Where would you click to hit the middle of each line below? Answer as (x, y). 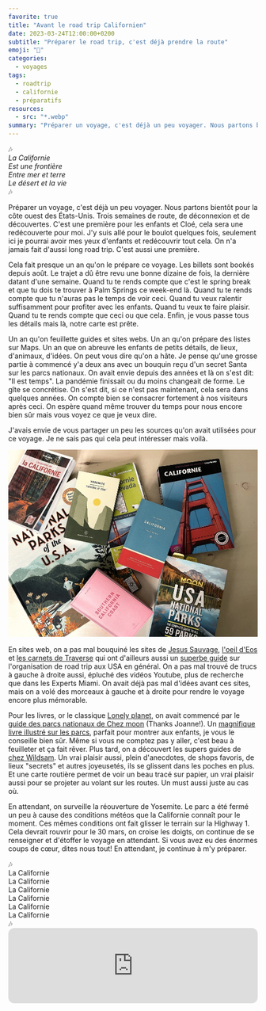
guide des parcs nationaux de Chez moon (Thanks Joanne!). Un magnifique (132, 724)
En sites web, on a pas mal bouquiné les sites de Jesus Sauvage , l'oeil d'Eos (133, 649)
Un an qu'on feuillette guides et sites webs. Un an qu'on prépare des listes (129, 339)
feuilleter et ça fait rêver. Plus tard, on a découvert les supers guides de (125, 749)
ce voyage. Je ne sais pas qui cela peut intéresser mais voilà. (108, 439)
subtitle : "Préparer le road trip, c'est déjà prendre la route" (118, 42)
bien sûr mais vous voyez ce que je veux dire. (82, 415)
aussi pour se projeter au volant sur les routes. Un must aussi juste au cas (129, 783)
